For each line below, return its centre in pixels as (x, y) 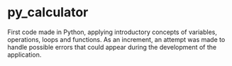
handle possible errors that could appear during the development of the (112, 47)
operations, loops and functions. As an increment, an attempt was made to (116, 39)
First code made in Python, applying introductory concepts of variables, (112, 32)
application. (24, 55)
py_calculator (48, 12)
